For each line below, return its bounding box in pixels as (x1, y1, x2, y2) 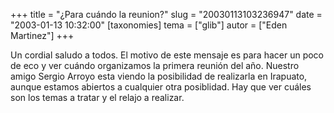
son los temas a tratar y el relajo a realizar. (10, 92, 185, 103)
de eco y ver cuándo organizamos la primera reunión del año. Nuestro (10, 60, 300, 71)
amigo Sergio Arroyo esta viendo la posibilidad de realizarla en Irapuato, (10, 70, 308, 82)
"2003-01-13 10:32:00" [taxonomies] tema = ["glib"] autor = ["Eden (10, 19, 288, 31)
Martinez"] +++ (10, 30, 75, 41)
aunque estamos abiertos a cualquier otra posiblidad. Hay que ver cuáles (10, 81, 312, 93)
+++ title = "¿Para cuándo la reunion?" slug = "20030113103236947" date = (10, 9, 323, 20)
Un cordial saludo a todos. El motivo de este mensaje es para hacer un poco (10, 49, 324, 61)
